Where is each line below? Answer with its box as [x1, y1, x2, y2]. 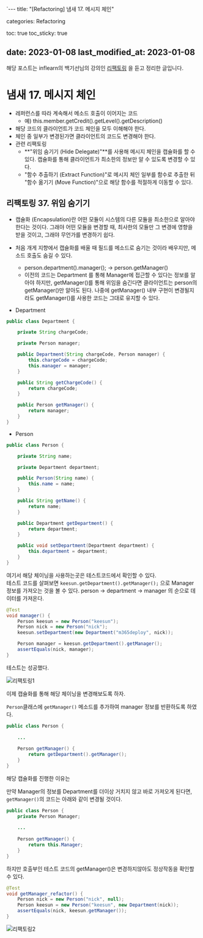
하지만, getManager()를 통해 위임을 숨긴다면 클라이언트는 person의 [35, 278, 197, 286]
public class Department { [6, 318, 75, 324]
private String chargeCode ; [17, 329, 89, 335]
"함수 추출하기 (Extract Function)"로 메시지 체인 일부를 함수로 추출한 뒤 [24, 170, 196, 178]
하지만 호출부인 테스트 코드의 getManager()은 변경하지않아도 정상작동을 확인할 [6, 865, 194, 872]
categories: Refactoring [6, 18, 66, 25]
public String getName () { [17, 498, 86, 504]
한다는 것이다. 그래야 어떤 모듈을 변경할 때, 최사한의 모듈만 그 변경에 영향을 [15, 223, 193, 231]
